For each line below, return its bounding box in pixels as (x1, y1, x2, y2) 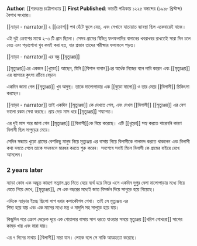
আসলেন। (6, 151, 24, 158)
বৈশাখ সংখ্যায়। (6, 12, 32, 18)
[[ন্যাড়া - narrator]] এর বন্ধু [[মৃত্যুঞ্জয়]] (6, 53, 80, 60)
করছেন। (6, 90, 22, 96)
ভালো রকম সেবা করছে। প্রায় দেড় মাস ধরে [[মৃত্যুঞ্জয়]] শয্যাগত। (6, 108, 115, 115)
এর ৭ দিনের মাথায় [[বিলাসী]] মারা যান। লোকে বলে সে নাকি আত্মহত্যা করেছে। (6, 234, 138, 241)
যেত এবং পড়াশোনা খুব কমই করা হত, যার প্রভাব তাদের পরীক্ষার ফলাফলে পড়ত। (6, 41, 137, 48)
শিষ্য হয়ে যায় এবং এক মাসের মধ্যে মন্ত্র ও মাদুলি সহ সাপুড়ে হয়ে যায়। (6, 204, 120, 211)
